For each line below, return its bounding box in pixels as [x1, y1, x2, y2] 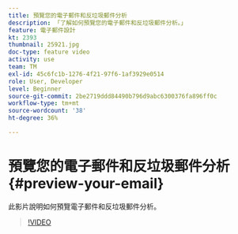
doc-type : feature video [8, 48, 90, 56]
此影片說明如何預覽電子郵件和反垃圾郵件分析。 [8, 202, 161, 211]
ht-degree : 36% [8, 114, 59, 122]
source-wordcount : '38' [8, 107, 87, 115]
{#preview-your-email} [8, 175, 164, 193]
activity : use [8, 56, 55, 64]
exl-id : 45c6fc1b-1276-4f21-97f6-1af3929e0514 [8, 70, 164, 78]
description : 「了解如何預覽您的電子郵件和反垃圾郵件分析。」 [8, 19, 187, 27]
